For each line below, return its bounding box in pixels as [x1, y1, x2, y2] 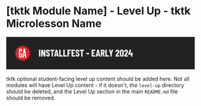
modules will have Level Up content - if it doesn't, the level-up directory [6, 82, 184, 89]
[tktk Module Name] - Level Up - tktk [6, 4, 191, 18]
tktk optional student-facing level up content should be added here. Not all [6, 76, 190, 83]
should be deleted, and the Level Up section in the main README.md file [6, 88, 178, 95]
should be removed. [6, 94, 56, 102]
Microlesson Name [6, 17, 102, 30]
